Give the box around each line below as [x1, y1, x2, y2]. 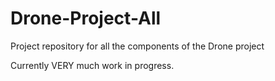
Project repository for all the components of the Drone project [10, 40, 265, 52]
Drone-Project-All [10, 7, 162, 30]
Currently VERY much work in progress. [10, 59, 175, 71]
